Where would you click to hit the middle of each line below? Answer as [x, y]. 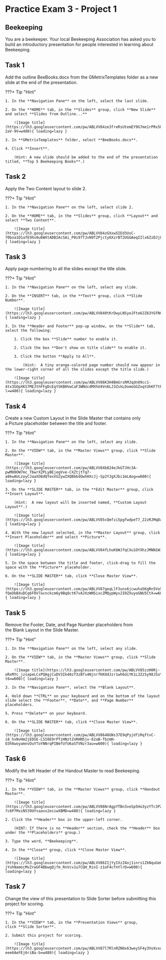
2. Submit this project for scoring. [44, 935]
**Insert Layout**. [25, 494]
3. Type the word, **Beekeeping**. [42, 841]
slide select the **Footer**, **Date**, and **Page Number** [69, 701]
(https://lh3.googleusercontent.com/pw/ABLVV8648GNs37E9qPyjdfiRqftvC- [80, 735]
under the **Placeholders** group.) [43, 833]
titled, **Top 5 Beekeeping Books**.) [45, 162]
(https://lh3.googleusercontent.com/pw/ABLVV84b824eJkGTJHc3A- [72, 468]
